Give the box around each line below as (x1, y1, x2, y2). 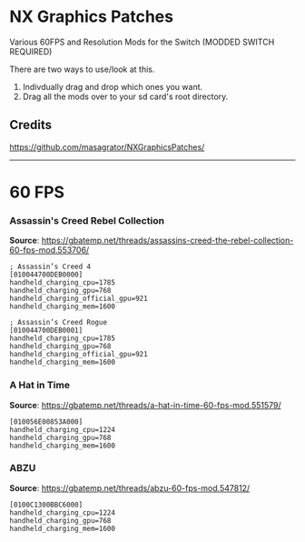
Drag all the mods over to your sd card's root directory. (22, 91, 229, 102)
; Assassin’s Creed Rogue (9, 318, 107, 327)
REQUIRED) (9, 45, 53, 56)
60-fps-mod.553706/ (9, 245, 90, 256)
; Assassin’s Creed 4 (9, 262, 92, 272)
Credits (9, 117, 53, 133)
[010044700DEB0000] (9, 270, 84, 279)
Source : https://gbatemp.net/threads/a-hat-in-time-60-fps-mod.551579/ (9, 399, 281, 410)
